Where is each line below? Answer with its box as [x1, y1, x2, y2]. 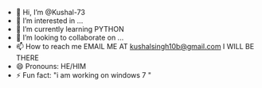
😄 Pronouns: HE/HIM [15, 62, 86, 71]
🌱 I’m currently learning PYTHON [15, 25, 125, 33]
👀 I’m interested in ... [15, 16, 84, 25]
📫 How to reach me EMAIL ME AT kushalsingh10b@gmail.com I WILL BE [15, 42, 255, 51]
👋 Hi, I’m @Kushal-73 [15, 8, 86, 17]
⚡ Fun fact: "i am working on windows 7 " [15, 71, 151, 79]
